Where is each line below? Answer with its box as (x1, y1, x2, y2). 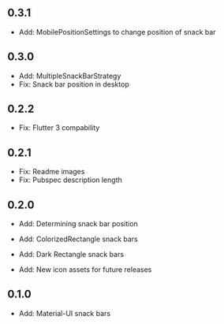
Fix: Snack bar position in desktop (18, 79, 129, 89)
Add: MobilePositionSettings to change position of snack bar (18, 27, 216, 36)
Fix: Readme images (18, 167, 85, 177)
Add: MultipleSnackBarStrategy (18, 71, 121, 80)
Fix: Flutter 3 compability (18, 123, 100, 132)
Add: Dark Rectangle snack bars (18, 250, 124, 259)
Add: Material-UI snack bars (18, 308, 111, 318)
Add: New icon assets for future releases (18, 265, 152, 274)
